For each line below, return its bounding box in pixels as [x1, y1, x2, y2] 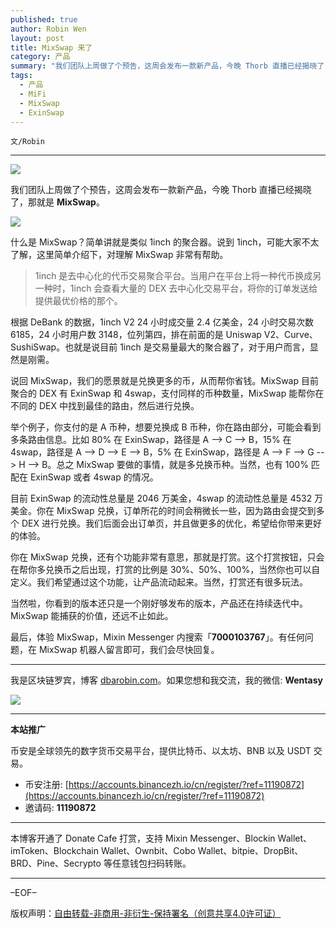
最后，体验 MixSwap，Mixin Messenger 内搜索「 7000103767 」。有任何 [10, 631, 305, 643]
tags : [10, 71, 33, 81]
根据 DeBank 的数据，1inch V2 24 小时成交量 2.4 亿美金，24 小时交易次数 [10, 316, 314, 328]
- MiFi [19, 89, 47, 99]
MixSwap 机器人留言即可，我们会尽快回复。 [38, 644, 220, 656]
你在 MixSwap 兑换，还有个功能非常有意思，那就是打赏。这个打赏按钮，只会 [10, 551, 325, 563]
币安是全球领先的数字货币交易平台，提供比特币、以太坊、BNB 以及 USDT [10, 745, 312, 757]
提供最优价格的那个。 [34, 295, 123, 307]
